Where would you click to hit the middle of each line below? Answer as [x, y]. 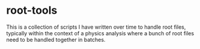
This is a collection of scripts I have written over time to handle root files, [96, 27]
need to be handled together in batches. [56, 39]
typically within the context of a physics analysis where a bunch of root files [100, 33]
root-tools [32, 10]
